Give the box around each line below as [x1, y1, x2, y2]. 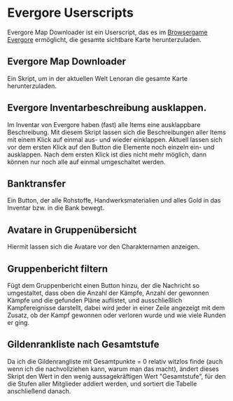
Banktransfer [7, 177, 66, 189]
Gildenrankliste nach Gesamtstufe [7, 339, 160, 351]
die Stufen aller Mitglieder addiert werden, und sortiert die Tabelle [7, 379, 197, 388]
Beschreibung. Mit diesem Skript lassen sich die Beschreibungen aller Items [7, 128, 226, 136]
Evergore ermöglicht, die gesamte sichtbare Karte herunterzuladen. [7, 35, 202, 43]
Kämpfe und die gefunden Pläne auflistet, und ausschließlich [7, 296, 183, 305]
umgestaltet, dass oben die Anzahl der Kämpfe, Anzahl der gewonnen [7, 289, 209, 297]
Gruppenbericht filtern [7, 263, 108, 275]
